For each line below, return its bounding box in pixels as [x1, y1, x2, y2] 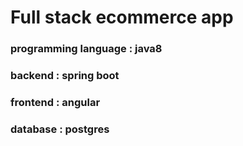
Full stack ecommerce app [10, 6, 234, 29]
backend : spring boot [10, 69, 120, 83]
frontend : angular [10, 95, 101, 109]
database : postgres [10, 122, 110, 136]
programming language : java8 [10, 42, 163, 56]
